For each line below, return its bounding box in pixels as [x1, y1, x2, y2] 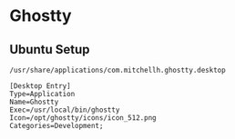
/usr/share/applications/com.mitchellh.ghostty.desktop [9, 65, 226, 74]
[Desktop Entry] [9, 82, 71, 91]
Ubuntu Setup [9, 42, 90, 57]
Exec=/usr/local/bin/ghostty [9, 105, 120, 114]
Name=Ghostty [9, 97, 59, 106]
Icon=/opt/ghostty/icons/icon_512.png [9, 114, 157, 123]
